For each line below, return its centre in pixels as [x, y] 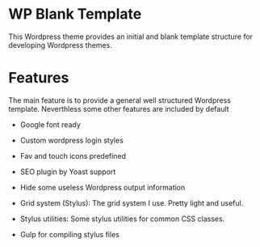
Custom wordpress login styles [71, 140]
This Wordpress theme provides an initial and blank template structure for [130, 36]
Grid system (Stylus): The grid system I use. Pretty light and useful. [132, 202]
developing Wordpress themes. [61, 45]
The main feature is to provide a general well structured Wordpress [120, 100]
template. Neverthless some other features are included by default [119, 109]
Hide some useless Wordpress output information [103, 187]
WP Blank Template [75, 14]
